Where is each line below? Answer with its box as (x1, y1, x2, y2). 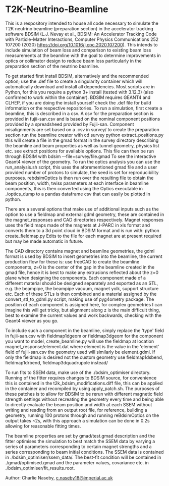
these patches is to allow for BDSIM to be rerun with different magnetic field (5, 391, 163, 397)
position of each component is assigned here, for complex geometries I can (5, 301, 162, 307)
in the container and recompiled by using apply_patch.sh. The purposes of (5, 385, 160, 392)
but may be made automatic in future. (5, 238, 83, 244)
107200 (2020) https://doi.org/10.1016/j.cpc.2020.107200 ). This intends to (5, 41, 158, 47)
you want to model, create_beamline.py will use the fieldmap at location (5, 338, 154, 344)
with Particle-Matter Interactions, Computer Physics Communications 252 (5, 36, 159, 42)
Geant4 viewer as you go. (5, 317, 59, 323)
